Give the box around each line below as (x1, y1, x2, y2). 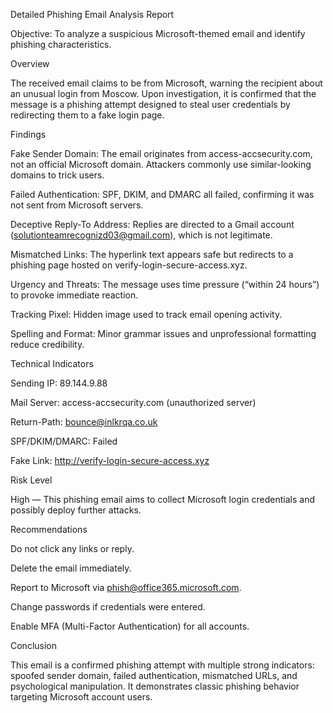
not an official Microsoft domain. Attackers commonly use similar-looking (10, 159, 312, 170)
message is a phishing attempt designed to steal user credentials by (10, 99, 291, 110)
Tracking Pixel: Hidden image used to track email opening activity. (10, 309, 283, 320)
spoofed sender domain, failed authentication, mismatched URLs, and (10, 670, 298, 681)
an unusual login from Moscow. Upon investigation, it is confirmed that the (10, 88, 317, 99)
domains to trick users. (10, 169, 105, 181)
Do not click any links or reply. (10, 543, 135, 554)
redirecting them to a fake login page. (10, 109, 165, 121)
